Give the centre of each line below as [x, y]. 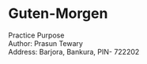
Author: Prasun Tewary [45, 43]
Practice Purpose [36, 35]
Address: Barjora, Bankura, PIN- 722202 [74, 52]
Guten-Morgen [58, 14]
